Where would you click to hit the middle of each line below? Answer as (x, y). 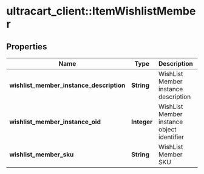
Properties (27, 47)
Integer (142, 122)
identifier (171, 137)
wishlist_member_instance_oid (55, 122)
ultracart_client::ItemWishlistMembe (101, 11)
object (168, 129)
